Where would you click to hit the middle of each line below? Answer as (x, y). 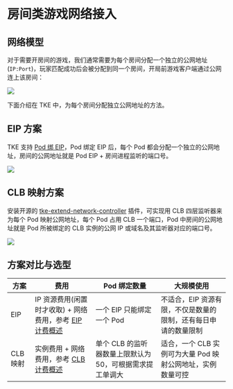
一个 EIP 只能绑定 (123, 310)
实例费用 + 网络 (60, 349)
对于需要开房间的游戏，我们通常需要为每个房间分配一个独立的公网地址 (107, 60)
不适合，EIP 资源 (188, 300)
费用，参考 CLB (60, 359)
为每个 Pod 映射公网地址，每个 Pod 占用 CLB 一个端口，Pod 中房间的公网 (112, 219)
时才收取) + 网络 (61, 310)
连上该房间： (25, 77)
